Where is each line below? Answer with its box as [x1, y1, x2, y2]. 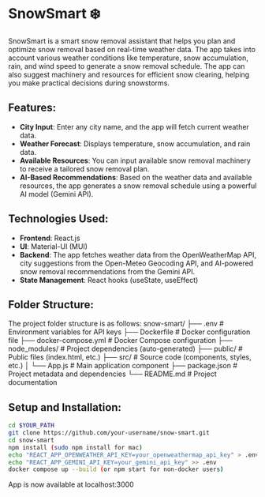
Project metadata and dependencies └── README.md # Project [8, 369, 217, 378]
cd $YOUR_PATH [8, 422, 55, 430]
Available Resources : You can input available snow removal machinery [19, 156, 251, 165]
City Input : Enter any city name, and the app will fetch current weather [19, 122, 250, 131]
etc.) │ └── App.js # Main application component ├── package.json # [8, 361, 238, 371]
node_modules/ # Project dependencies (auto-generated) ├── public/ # [8, 344, 243, 354]
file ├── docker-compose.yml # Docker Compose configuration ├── [8, 336, 233, 345]
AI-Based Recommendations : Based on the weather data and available [19, 172, 252, 182]
